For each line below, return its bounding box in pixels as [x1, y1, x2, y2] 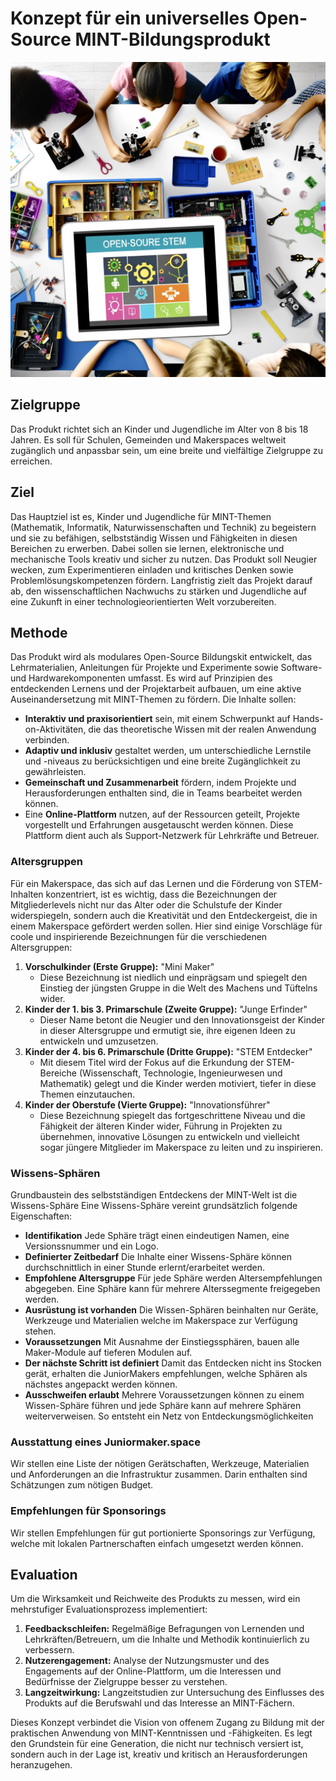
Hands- [292, 713, 324, 725]
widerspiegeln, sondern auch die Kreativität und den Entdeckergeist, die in [10, 909, 318, 921]
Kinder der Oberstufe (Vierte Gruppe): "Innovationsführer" [24, 1098, 271, 1111]
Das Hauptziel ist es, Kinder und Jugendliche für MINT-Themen [10, 510, 272, 522]
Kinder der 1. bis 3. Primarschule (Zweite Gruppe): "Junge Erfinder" [24, 1003, 308, 1015]
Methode [10, 624, 68, 641]
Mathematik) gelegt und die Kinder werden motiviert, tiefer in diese [39, 1077, 317, 1089]
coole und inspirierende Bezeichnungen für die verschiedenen [10, 930, 268, 942]
